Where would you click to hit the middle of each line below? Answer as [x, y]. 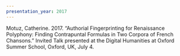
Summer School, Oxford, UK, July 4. [50, 47]
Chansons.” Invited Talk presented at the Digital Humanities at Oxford [90, 40]
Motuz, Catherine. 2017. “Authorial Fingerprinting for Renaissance [86, 28]
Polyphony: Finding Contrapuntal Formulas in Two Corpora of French [90, 34]
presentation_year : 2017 [37, 11]
